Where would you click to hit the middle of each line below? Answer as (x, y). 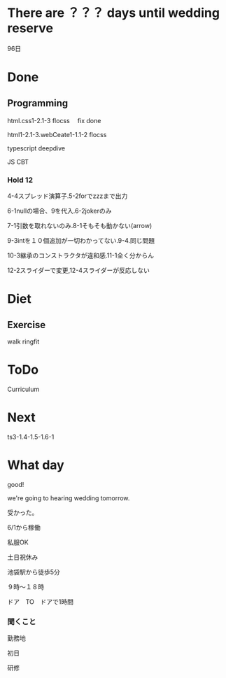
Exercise (27, 325)
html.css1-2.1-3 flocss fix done (54, 120)
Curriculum (23, 389)
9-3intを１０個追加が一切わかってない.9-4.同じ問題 (81, 241)
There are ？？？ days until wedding (114, 13)
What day (36, 465)
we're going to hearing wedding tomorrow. (69, 498)
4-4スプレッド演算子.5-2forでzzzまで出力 (68, 196)
